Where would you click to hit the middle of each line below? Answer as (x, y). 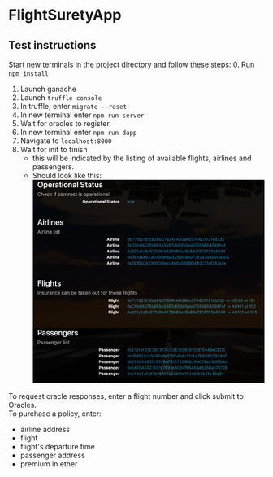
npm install (28, 74)
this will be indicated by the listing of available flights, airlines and (142, 158)
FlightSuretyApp (65, 15)
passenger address (52, 455)
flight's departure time (57, 446)
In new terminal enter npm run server (82, 115)
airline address (45, 429)
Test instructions (52, 45)
